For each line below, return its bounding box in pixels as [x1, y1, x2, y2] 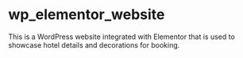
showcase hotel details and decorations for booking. [8, 40, 180, 49]
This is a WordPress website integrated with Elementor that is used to [8, 32, 236, 41]
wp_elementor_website [8, 6, 165, 24]
